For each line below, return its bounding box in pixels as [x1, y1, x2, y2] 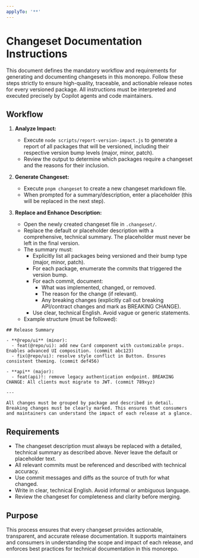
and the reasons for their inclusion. [23, 162, 109, 169]
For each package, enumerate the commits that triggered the [32, 265, 182, 272]
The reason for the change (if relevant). [41, 290, 138, 298]
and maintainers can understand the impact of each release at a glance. [6, 410, 193, 417]
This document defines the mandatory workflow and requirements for [6, 67, 177, 74]
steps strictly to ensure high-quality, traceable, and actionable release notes [6, 79, 192, 86]
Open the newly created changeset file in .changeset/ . [23, 221, 157, 228]
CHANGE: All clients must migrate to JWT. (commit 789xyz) [6, 379, 156, 385]
